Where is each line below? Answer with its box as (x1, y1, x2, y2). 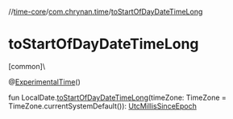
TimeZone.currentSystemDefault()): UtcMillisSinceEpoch (8, 101, 198, 111)
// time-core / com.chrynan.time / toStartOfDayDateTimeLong (8, 7, 203, 16)
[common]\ (8, 61, 46, 71)
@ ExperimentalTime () (8, 76, 81, 87)
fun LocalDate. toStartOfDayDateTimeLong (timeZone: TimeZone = (8, 92, 227, 102)
